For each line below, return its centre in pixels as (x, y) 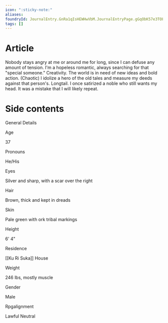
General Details (21, 123)
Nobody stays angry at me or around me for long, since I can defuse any (80, 62)
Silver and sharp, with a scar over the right (49, 181)
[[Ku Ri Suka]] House (27, 258)
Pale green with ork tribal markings (41, 220)
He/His (12, 161)
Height (12, 229)
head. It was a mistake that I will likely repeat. (52, 89)
